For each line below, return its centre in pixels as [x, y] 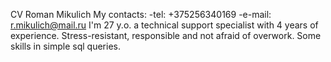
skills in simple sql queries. [65, 46]
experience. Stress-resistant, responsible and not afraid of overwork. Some [166, 35]
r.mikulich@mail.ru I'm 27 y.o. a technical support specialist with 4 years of [164, 25]
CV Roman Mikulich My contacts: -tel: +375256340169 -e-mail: [141, 14]
